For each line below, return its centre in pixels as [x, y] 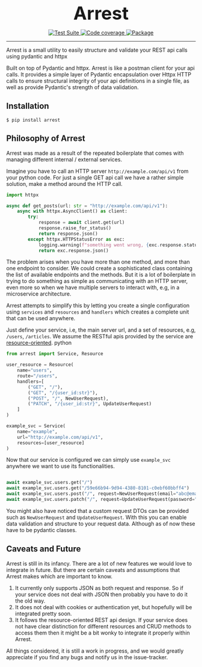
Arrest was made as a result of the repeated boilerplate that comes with [95, 153]
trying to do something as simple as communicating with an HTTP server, [97, 281]
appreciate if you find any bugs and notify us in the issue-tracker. [87, 657]
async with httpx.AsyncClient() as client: [72, 211]
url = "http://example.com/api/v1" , [60, 437]
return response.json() [68, 234]
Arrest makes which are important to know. [60, 576]
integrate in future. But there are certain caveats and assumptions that [93, 569]
